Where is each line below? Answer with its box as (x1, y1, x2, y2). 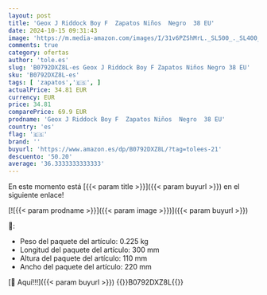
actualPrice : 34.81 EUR (8, 85, 87, 94)
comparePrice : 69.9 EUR (8, 108, 87, 116)
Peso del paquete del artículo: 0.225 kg (19, 237, 149, 246)
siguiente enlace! (8, 191, 64, 200)
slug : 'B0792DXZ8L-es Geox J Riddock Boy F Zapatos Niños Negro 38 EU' (8, 64, 250, 72)
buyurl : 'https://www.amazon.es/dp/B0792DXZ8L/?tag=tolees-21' (8, 145, 222, 153)
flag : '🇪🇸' (8, 130, 48, 138)
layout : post (8, 11, 52, 20)
